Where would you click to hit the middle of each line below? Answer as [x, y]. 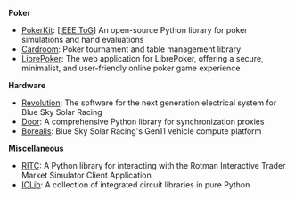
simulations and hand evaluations [82, 40]
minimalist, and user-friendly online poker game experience [131, 68]
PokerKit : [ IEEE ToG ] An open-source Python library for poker [134, 30]
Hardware [27, 85]
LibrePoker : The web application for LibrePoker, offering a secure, [142, 58]
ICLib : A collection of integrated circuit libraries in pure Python [135, 185]
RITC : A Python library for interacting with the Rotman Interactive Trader [153, 166]
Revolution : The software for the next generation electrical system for [149, 103]
